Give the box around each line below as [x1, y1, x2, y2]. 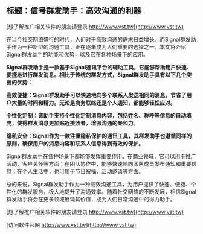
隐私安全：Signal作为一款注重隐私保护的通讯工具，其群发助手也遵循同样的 [6, 132, 192, 139]
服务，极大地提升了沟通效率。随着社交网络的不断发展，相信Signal [32, 188, 196, 195]
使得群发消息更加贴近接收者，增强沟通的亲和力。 [16, 119, 139, 127]
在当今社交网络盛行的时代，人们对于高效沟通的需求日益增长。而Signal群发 [6, 36, 192, 43]
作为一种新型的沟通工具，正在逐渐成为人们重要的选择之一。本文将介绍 [11, 43, 186, 50]
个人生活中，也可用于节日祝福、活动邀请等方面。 [22, 168, 144, 175]
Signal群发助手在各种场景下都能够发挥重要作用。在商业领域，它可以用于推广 [6, 153, 196, 160]
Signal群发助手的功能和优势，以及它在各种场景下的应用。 [6, 51, 149, 58]
